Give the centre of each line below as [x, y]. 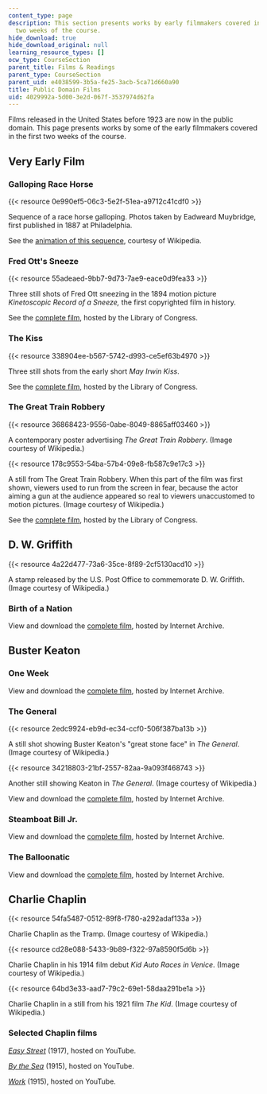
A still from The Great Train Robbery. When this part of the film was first [126, 479]
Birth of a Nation [41, 608]
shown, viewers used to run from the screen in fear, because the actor [123, 487]
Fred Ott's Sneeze [44, 261]
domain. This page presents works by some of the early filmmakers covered [133, 128]
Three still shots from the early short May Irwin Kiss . [94, 371]
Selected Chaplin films [53, 1033]
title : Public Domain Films [55, 89]
